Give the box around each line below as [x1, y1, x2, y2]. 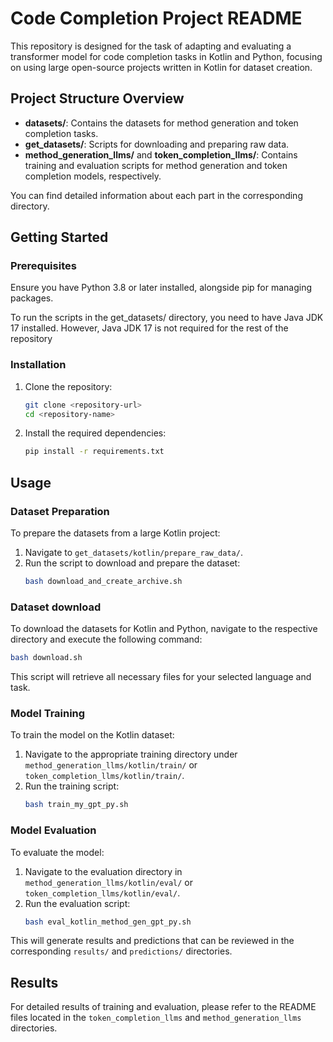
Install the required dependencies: [24, 427, 167, 439]
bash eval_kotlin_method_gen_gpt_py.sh [24, 917, 192, 927]
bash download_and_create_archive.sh [24, 577, 183, 587]
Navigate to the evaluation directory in [24, 865, 183, 877]
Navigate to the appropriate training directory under [24, 748, 238, 761]
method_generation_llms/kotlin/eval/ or [24, 876, 193, 888]
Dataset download [10, 600, 102, 614]
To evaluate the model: [10, 846, 105, 858]
